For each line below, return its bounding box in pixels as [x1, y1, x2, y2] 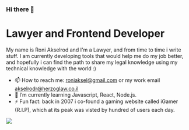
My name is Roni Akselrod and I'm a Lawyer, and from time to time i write [6, 46, 181, 53]
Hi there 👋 [6, 5, 35, 13]
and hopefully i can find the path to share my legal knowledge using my [6, 59, 178, 66]
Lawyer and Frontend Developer [6, 27, 165, 40]
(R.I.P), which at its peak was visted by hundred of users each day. [14, 106, 175, 113]
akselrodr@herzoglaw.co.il [14, 85, 79, 92]
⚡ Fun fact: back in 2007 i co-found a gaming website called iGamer [14, 98, 178, 105]
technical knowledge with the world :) [6, 64, 96, 72]
